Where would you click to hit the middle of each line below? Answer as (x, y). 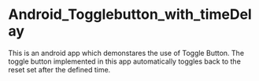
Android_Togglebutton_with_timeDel (130, 15)
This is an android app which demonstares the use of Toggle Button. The (126, 53)
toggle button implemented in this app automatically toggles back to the (125, 61)
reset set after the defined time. (59, 69)
